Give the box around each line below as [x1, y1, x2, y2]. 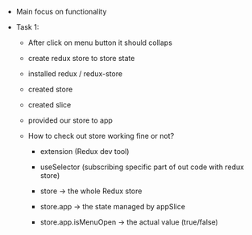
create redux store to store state [27, 54, 135, 63]
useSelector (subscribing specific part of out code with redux [39, 162, 244, 172]
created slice [27, 100, 72, 109]
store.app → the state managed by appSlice [39, 202, 186, 211]
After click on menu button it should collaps [27, 38, 173, 47]
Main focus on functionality [15, 7, 107, 16]
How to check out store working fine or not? [27, 132, 175, 140]
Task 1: [15, 22, 39, 31]
